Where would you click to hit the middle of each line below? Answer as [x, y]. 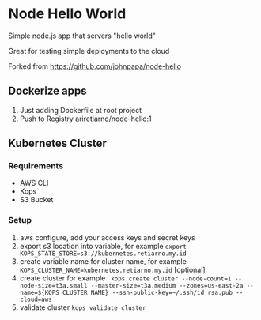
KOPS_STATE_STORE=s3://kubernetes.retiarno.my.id [103, 254]
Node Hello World [67, 14]
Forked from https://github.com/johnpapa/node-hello [95, 66]
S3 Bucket [36, 200]
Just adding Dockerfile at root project [81, 110]
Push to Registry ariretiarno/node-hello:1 [85, 119]
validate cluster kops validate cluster [83, 307]
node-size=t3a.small [53, 285]
